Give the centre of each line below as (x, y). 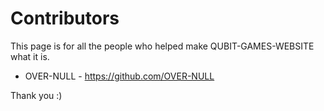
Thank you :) (36, 95)
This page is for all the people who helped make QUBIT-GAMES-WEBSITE (162, 46)
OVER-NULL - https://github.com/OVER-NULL (119, 76)
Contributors (65, 18)
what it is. (30, 56)
